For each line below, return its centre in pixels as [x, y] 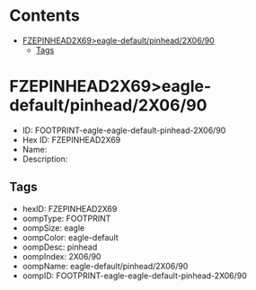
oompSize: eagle [53, 228]
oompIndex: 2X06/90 [62, 256]
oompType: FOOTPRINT [66, 218]
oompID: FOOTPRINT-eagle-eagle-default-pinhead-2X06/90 [134, 276]
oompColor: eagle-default [70, 237]
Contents [45, 16]
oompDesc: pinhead [60, 247]
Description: [45, 159]
